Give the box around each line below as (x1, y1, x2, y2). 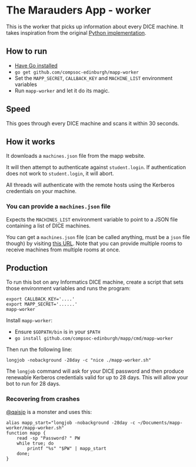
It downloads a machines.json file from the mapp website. (6, 153, 145, 160)
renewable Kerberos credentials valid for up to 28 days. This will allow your (6, 374, 188, 381)
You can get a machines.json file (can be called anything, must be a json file (6, 233, 190, 240)
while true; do (16, 440, 54, 446)
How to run (6, 47, 48, 57)
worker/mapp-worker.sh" (6, 425, 65, 430)
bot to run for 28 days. (6, 380, 61, 387)
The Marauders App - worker (6, 4, 151, 17)
